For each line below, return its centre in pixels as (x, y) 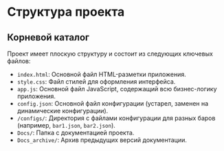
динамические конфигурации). (63, 111)
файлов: (19, 61)
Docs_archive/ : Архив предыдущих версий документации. (102, 140)
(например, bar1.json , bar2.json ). (66, 125)
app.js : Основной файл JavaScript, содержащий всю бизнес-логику (117, 89)
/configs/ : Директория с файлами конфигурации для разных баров (116, 118)
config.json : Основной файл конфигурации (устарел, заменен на (113, 103)
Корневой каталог (48, 37)
